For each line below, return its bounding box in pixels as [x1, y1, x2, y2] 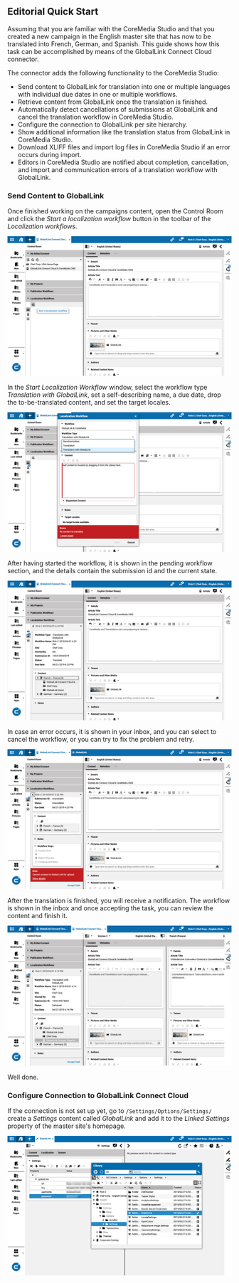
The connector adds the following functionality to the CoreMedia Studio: [7, 68, 219, 77]
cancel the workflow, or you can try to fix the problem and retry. [7, 735, 194, 744]
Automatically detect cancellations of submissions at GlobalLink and [17, 105, 218, 113]
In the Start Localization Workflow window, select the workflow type [7, 383, 208, 392]
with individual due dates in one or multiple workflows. [17, 90, 178, 98]
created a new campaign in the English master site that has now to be [7, 32, 211, 41]
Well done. [7, 1073, 39, 1082]
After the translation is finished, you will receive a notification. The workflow [7, 896, 230, 905]
